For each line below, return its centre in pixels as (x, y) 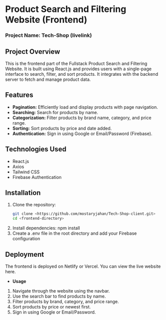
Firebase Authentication (37, 177)
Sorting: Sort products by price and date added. (62, 128)
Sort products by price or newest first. (52, 307)
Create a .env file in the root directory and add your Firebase (75, 233)
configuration (26, 239)
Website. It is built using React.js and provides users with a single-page (79, 69)
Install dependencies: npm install (46, 228)
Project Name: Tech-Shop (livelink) (49, 35)
